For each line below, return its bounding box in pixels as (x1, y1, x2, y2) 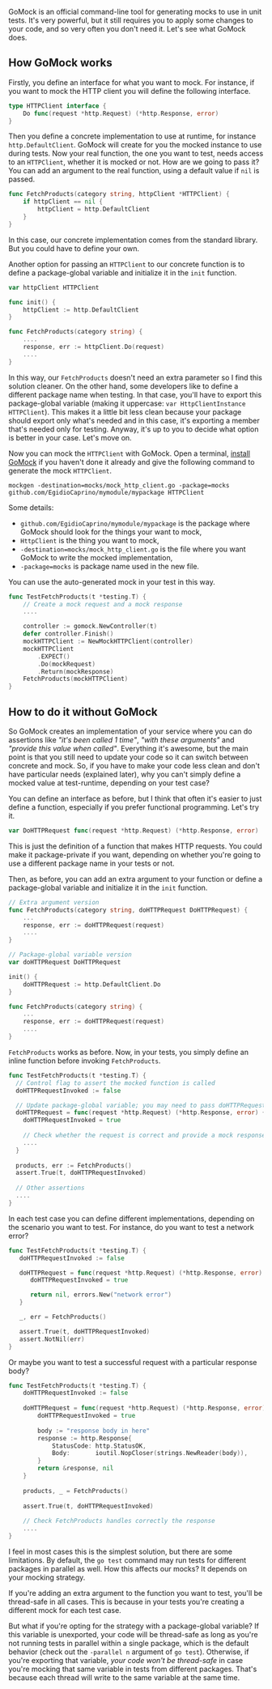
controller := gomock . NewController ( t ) (23, 623, 158, 631)
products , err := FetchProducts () (15, 1161, 132, 1169)
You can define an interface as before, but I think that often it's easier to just (8, 793, 262, 803)
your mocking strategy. (8, 1572, 86, 1582)
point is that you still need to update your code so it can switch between (8, 752, 249, 762)
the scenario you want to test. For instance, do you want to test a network (8, 1222, 254, 1232)
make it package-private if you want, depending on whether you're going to (8, 849, 261, 859)
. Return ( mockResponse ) (37, 667, 114, 675)
